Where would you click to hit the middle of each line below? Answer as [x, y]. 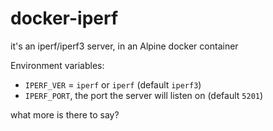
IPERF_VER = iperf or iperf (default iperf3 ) [113, 84]
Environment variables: [57, 65]
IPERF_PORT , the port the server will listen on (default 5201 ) [144, 95]
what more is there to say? [65, 114]
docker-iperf [64, 18]
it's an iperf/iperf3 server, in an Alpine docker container [124, 46]
